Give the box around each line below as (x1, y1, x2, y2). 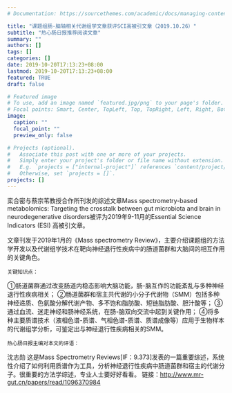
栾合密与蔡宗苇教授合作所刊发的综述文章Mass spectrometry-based (7, 196, 198, 204)
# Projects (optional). (7, 144, 76, 151)
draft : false (7, 80, 45, 87)
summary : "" (7, 35, 41, 42)
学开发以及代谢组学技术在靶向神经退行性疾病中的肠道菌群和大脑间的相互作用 (7, 244, 225, 253)
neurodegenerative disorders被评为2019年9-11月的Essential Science (7, 212, 202, 220)
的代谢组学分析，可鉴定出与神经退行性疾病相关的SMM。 (7, 324, 168, 333)
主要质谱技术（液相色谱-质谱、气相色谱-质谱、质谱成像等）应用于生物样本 (12, 316, 224, 324)
